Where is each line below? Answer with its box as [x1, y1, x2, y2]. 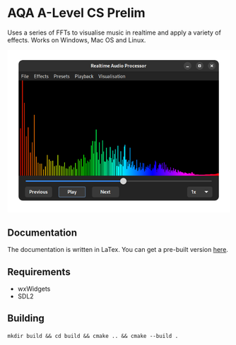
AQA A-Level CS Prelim [7, 5, 146, 21]
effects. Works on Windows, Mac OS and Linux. [7, 35, 146, 44]
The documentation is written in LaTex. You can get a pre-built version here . [7, 246, 228, 254]
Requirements [7, 266, 71, 278]
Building [7, 313, 45, 325]
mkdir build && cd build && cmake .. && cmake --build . [7, 332, 179, 339]
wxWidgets [17, 284, 51, 293]
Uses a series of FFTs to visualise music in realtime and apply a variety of [7, 28, 221, 37]
